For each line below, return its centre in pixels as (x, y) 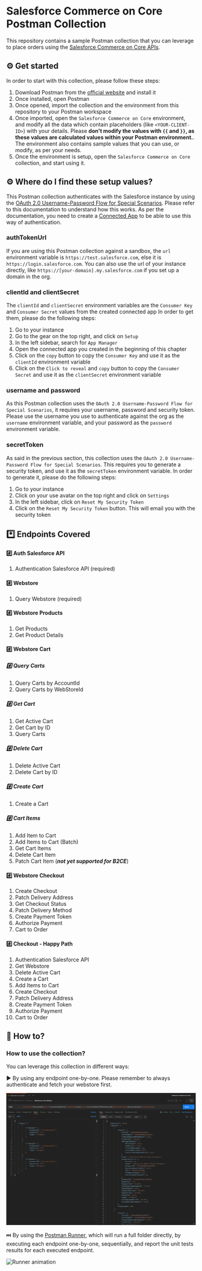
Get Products (31, 629)
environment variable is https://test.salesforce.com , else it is (84, 257)
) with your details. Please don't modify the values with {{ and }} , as (109, 130)
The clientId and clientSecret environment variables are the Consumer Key (99, 306)
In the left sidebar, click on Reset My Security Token (79, 502)
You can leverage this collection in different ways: (68, 1066)
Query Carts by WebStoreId (49, 690)
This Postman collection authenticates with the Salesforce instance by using (101, 196)
